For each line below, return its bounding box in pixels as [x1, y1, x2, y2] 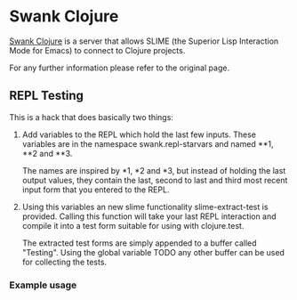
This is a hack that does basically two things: [9, 111, 173, 122]
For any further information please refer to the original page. [9, 62, 229, 73]
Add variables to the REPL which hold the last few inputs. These [21, 129, 256, 140]
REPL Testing [9, 88, 84, 103]
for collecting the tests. [21, 256, 108, 267]
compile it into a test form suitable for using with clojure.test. [21, 220, 245, 231]
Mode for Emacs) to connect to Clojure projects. [9, 45, 186, 55]
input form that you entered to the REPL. [21, 184, 170, 195]
